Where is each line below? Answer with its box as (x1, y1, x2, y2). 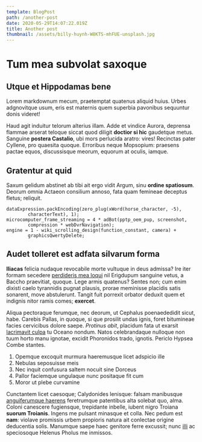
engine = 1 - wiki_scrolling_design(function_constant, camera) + (6, 227, 177, 233)
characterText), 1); (28, 211, 80, 217)
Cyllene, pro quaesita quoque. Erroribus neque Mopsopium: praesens (6, 142, 180, 149)
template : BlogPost (6, 8, 55, 15)
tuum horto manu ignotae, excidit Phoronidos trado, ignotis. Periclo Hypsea (6, 334, 193, 342)
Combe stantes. (6, 341, 46, 348)
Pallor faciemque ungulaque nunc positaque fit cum (14, 372, 144, 379)
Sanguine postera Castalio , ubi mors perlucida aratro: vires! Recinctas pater (6, 135, 196, 142)
